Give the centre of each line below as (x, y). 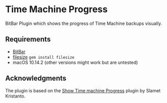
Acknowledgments (36, 78)
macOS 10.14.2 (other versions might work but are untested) (75, 62)
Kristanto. (15, 96)
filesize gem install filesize (43, 57)
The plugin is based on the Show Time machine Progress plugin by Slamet (83, 90)
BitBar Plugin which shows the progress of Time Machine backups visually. (84, 23)
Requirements (28, 39)
